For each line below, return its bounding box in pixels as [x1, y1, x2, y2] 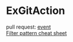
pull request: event [6, 23, 51, 30]
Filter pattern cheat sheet [6, 29, 67, 36]
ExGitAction [6, 4, 65, 17]
